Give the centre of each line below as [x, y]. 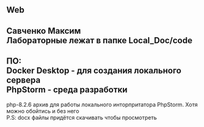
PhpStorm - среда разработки [67, 90]
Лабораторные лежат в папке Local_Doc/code [99, 40]
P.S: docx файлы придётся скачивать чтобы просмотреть [82, 117]
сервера [24, 80]
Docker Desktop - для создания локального [94, 71]
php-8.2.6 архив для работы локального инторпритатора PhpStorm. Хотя [102, 104]
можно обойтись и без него [43, 111]
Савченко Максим [44, 31]
